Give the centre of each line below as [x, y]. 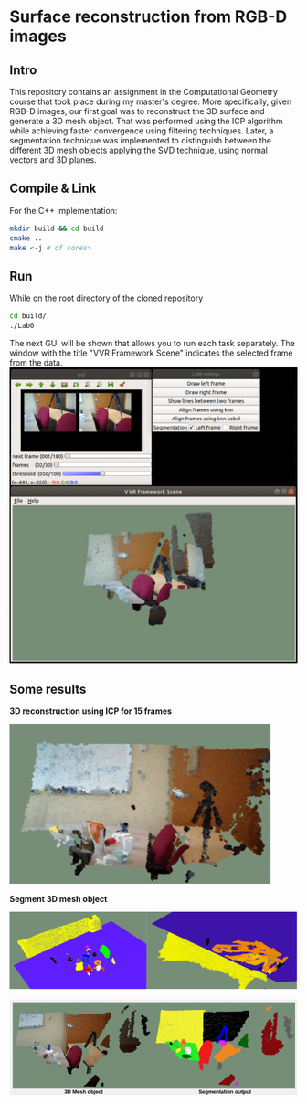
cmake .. [26, 238]
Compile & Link [53, 189]
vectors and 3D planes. [53, 160]
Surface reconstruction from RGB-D [148, 17]
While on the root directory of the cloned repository [106, 298]
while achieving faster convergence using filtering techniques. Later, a [142, 131]
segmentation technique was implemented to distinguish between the [141, 140]
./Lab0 [22, 326]
